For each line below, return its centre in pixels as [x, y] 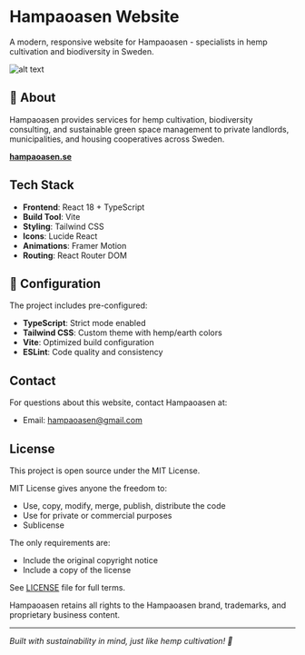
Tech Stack [42, 185]
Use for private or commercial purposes [97, 516]
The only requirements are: [60, 543]
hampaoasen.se [41, 156]
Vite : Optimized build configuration [88, 342]
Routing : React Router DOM [74, 255]
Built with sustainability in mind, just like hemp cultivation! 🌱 [121, 641]
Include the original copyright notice [90, 560]
